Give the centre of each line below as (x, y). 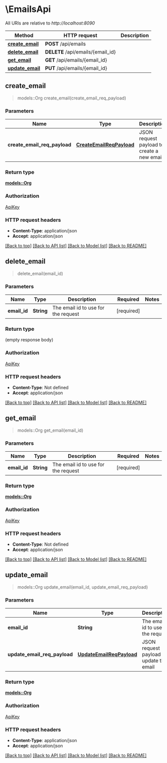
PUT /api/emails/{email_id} (76, 68)
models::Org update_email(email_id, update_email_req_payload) (83, 587)
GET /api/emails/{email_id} (76, 60)
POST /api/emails (65, 43)
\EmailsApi (28, 9)
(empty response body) (29, 340)
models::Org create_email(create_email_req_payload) (72, 98)
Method (24, 35)
